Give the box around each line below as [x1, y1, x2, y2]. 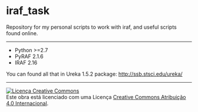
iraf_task [6, 4, 50, 18]
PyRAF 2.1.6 [14, 53, 44, 60]
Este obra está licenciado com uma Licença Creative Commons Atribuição [6, 93, 186, 100]
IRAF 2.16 [14, 59, 38, 66]
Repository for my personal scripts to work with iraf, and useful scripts [6, 23, 177, 30]
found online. [6, 29, 38, 36]
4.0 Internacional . [6, 100, 49, 107]
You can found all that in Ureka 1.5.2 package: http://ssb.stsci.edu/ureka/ [6, 70, 183, 77]
